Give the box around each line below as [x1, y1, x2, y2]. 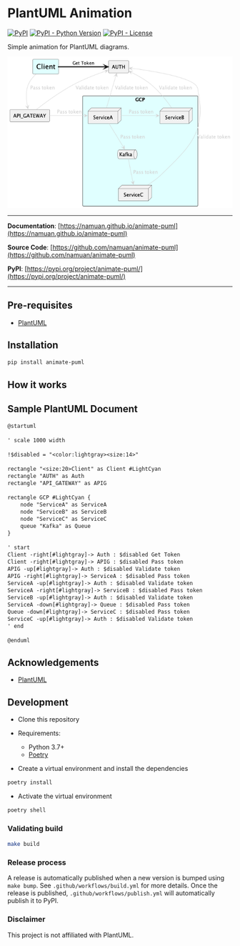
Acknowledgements [7, 656, 99, 669]
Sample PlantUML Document [7, 402, 138, 415]
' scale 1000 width [7, 437, 66, 444]
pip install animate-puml [7, 359, 84, 366]
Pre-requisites [7, 299, 73, 312]
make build [7, 841, 40, 848]
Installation [7, 339, 59, 351]
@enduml [7, 637, 31, 644]
